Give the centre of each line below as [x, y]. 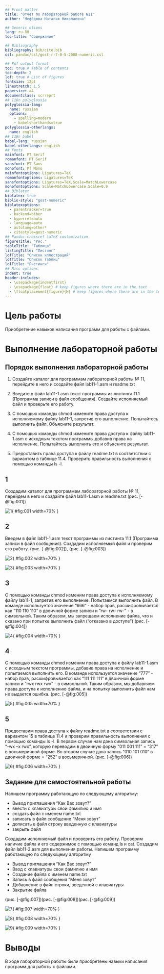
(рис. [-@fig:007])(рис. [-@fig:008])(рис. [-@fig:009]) [60, 899]
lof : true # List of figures [35, 77]
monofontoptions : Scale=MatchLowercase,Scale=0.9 [57, 187]
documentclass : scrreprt [30, 95]
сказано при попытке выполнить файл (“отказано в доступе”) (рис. [75, 621]
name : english [24, 132]
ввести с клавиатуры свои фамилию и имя [57, 808]
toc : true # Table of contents [37, 68]
